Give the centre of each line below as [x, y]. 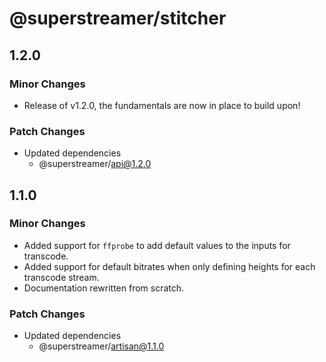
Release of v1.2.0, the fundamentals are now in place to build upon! [162, 105]
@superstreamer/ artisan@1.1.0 [101, 346]
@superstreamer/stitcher [118, 18]
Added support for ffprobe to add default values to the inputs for [157, 245]
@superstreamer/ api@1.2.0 [95, 164]
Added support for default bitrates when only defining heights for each [169, 266]
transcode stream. [61, 277]
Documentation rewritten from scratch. [104, 288]
